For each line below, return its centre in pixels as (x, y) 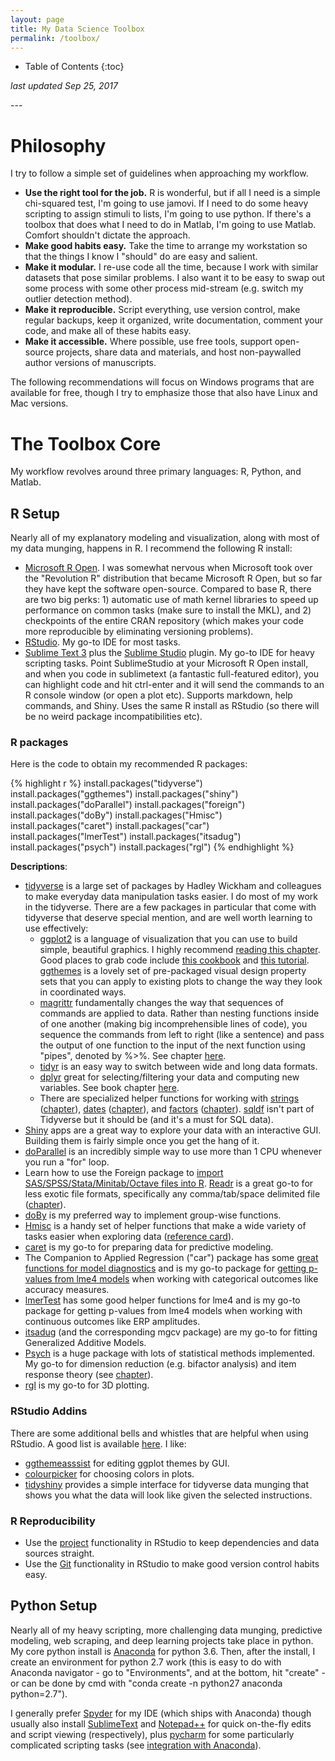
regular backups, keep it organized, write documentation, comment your (173, 320)
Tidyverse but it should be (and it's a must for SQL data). (156, 1120)
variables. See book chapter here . (109, 1088)
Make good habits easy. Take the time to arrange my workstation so (166, 246)
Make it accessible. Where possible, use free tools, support (148, 342)
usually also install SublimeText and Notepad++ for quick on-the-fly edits (161, 1723)
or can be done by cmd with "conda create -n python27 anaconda (146, 1683)
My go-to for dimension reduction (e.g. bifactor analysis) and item (160, 1364)
